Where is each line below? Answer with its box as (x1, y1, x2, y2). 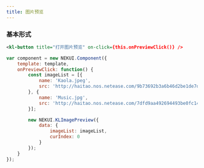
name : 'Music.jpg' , (38, 95, 88, 101)
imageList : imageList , (49, 128, 107, 134)
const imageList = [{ (28, 72, 83, 78)
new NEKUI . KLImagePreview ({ (28, 116, 99, 123)
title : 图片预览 (6, 8, 44, 15)
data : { (38, 123, 59, 129)
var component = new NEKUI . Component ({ (6, 55, 107, 61)
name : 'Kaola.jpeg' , (38, 78, 91, 84)
